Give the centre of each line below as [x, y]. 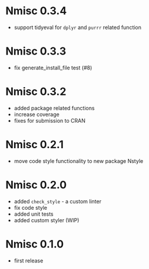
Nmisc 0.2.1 [35, 145]
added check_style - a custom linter [57, 201]
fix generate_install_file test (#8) [53, 68]
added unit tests [34, 214]
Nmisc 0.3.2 [36, 92]
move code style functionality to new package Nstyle [79, 161]
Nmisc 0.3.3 [36, 51]
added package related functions [54, 108]
